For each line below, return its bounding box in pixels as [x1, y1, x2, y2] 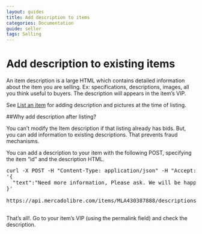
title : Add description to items [6, 14, 90, 20]
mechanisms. [6, 138, 40, 145]
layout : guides [6, 8, 44, 15]
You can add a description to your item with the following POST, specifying [6, 149, 192, 156]
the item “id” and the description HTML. [6, 156, 105, 163]
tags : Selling [6, 31, 42, 37]
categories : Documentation [6, 20, 74, 26]
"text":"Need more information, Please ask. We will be [12, 179, 181, 186]
